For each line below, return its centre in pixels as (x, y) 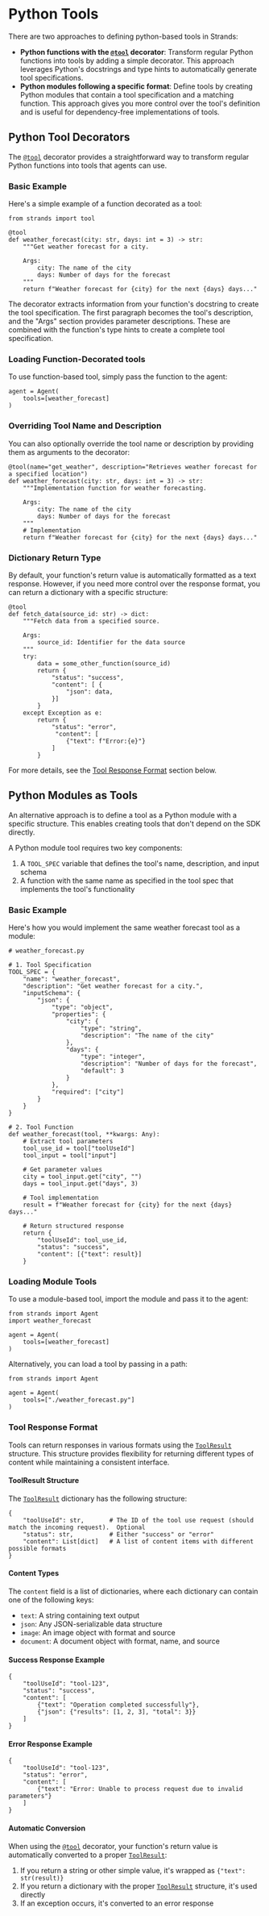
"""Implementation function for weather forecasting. (115, 488)
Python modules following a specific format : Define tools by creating (137, 86)
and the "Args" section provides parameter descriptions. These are (120, 321)
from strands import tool (52, 219)
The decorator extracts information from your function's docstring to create (134, 304)
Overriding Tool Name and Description (85, 426)
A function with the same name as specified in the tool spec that (126, 881)
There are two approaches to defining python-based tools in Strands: (124, 36)
